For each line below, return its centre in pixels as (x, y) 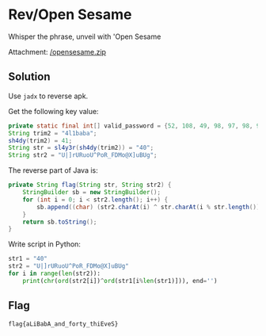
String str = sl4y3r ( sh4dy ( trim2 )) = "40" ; (81, 148)
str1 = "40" (28, 259)
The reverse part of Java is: (53, 170)
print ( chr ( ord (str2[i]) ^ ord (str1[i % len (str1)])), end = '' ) (120, 281)
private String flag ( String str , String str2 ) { (90, 185)
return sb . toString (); (60, 222)
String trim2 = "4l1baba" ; (53, 133)
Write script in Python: (45, 244)
